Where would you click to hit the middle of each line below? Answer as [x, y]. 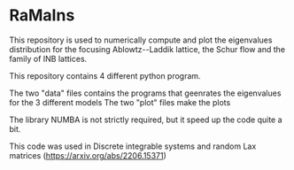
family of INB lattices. [48, 58]
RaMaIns [42, 15]
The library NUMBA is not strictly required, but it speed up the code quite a [146, 120]
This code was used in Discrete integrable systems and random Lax [133, 146]
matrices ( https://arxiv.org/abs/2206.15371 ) [88, 155]
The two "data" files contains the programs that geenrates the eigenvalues [145, 93]
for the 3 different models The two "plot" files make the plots [120, 102]
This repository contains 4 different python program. [105, 75]
